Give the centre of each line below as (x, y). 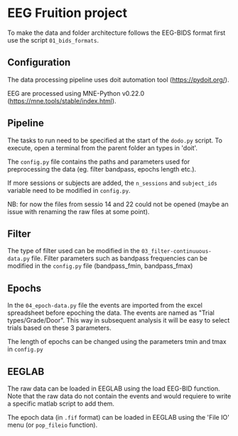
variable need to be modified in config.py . (69, 190)
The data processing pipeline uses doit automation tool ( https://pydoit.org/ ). (118, 79)
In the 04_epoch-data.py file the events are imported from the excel (105, 306)
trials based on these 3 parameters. (59, 328)
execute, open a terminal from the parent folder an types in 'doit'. (102, 147)
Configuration (39, 63)
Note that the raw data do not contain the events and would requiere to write (119, 396)
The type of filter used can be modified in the (74, 251)
